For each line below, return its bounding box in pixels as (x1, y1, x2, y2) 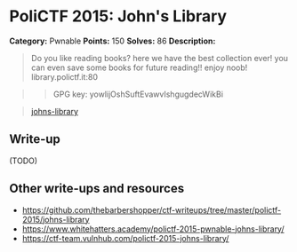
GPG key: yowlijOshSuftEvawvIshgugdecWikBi (52, 89, 224, 99)
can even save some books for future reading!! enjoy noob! (30, 62, 248, 73)
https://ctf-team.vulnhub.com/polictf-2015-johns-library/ (21, 232, 229, 243)
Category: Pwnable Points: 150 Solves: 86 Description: (9, 35, 216, 46)
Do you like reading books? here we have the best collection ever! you (30, 52, 289, 63)
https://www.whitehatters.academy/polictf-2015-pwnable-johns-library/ (21, 224, 285, 234)
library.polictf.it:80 (30, 71, 98, 82)
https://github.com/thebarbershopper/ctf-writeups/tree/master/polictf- (21, 204, 282, 215)
